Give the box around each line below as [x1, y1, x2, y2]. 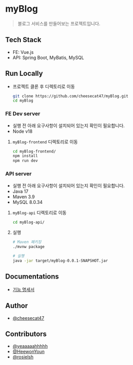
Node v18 [12, 128, 33, 134]
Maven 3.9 [12, 194, 35, 200]
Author [5, 301, 28, 310]
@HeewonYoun [12, 349, 45, 355]
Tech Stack [5, 36, 41, 44]
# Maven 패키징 [12, 239, 41, 245]
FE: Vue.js [12, 49, 34, 55]
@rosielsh [12, 354, 34, 360]
